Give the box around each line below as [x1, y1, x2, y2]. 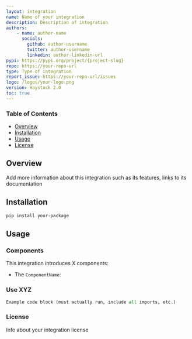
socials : [21, 36, 43, 42]
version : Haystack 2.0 [6, 85, 61, 91]
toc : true [6, 90, 30, 96]
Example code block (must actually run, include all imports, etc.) [6, 299, 176, 305]
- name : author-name [16, 30, 67, 36]
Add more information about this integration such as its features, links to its [6, 174, 187, 181]
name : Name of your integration [6, 14, 85, 20]
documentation [6, 180, 43, 187]
